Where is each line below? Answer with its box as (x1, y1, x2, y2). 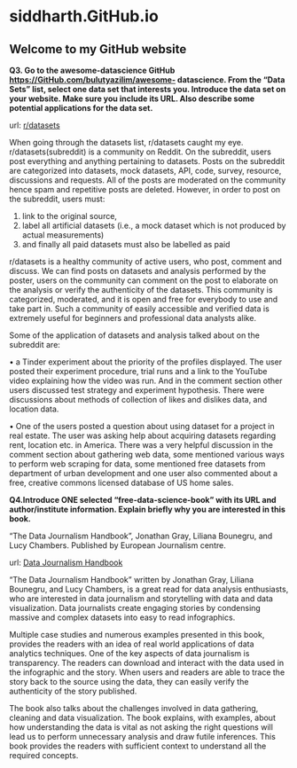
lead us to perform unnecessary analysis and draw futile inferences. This (9, 732, 277, 741)
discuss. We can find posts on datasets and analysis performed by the (9, 266, 267, 276)
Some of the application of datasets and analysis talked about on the (9, 330, 260, 341)
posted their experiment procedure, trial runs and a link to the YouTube (9, 366, 268, 376)
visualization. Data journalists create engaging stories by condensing (9, 603, 262, 613)
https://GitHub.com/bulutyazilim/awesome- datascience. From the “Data (9, 74, 285, 85)
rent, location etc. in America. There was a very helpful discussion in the (9, 440, 273, 450)
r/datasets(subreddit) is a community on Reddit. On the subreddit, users (9, 146, 272, 157)
